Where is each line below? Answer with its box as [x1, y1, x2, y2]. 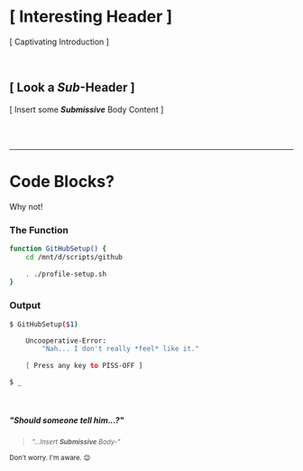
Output [9, 299, 41, 312]
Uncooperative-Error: [25, 336, 106, 345]
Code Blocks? [9, 171, 115, 192]
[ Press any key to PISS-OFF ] [25, 362, 143, 371]
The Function [9, 223, 69, 236]
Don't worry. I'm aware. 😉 [9, 453, 91, 462]
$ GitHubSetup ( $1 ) [9, 319, 78, 329]
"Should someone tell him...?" [9, 414, 124, 426]
